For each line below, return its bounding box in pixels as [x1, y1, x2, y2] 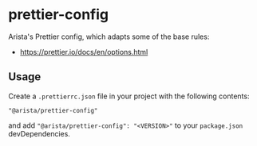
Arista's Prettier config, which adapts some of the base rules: [8, 32, 210, 41]
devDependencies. [8, 129, 70, 138]
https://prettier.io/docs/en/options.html [19, 47, 148, 56]
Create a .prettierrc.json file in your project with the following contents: [8, 91, 250, 101]
